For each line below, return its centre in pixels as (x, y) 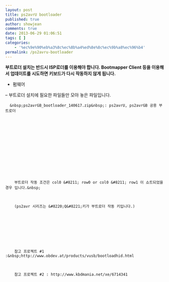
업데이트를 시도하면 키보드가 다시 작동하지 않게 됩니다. (63, 73)
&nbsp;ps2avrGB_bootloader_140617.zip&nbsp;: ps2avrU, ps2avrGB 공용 (83, 105)
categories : (18, 43)
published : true (22, 19)
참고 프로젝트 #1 (29, 251)
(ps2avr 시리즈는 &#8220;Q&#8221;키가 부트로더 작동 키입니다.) (75, 206)
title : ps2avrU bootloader (34, 15)
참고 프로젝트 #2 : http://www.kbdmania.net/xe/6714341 (71, 274)
